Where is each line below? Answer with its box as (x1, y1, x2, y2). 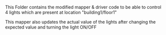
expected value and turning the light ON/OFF (5, 24, 97, 30)
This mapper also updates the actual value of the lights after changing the (5, 19, 156, 25)
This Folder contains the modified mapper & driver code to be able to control (5, 4, 162, 10)
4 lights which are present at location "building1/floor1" (5, 9, 117, 15)
